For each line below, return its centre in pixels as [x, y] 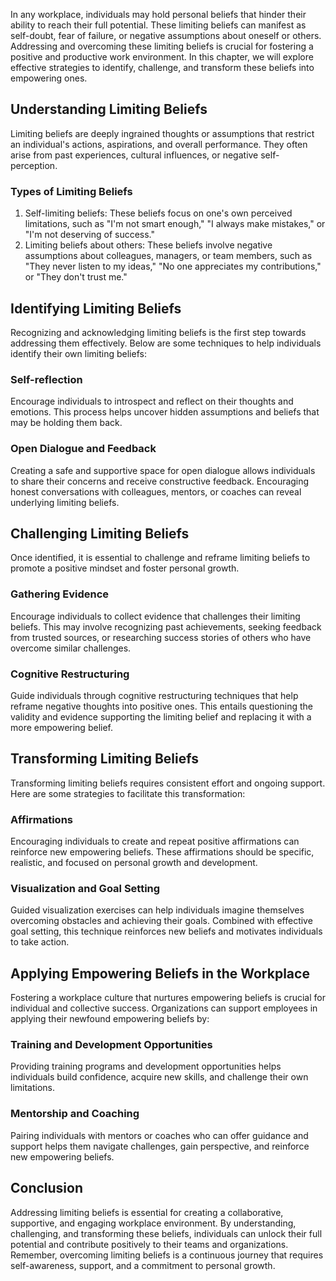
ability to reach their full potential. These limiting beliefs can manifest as [158, 25]
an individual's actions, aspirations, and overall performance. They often [159, 144]
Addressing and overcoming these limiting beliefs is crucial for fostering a [162, 46]
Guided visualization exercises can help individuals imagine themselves [157, 910]
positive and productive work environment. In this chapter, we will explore [162, 57]
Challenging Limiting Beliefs [100, 533]
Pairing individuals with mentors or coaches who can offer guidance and [159, 1135]
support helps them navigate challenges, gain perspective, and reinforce [160, 1146]
